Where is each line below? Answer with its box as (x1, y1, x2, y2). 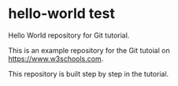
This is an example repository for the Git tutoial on (8, 45, 171, 55)
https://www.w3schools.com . (8, 54, 104, 63)
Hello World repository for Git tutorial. (8, 30, 130, 40)
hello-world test (8, 5, 116, 23)
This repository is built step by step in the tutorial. (8, 69, 169, 78)
